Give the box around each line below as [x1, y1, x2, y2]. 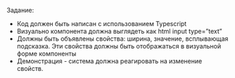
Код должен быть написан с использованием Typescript [16, 20, 187, 27]
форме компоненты [16, 49, 77, 58]
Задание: [6, 6, 34, 14]
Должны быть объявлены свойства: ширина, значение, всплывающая [16, 34, 229, 43]
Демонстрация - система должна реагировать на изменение [16, 57, 203, 65]
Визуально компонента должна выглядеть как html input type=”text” [16, 27, 222, 35]
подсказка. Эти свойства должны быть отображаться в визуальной [16, 42, 222, 50]
